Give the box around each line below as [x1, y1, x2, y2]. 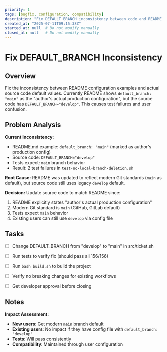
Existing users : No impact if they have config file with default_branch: [12, 326, 158, 332]
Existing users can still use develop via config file [12, 215, 113, 221]
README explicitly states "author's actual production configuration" [12, 199, 152, 205]
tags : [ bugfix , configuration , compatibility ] [5, 12, 104, 17]
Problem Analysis [5, 121, 61, 129]
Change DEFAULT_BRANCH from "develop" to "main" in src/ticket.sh [12, 243, 154, 249]
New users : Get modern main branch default [12, 321, 104, 327]
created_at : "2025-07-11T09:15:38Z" [5, 21, 81, 26]
